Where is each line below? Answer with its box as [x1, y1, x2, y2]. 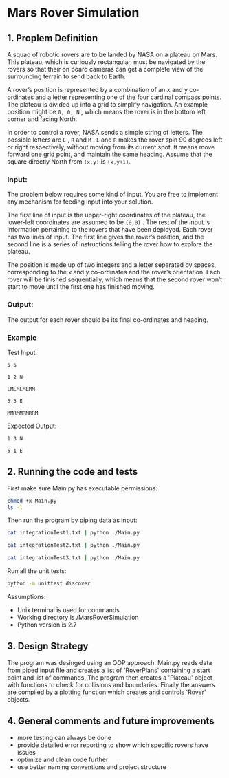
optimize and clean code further [17, 755, 109, 764]
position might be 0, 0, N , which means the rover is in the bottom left [7, 108, 206, 116]
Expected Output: [7, 422, 57, 430]
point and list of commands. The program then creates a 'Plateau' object [7, 673, 212, 682]
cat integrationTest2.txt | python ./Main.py [7, 542, 140, 549]
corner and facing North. [7, 115, 78, 123]
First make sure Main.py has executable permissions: [7, 484, 158, 493]
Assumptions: [7, 592, 46, 601]
